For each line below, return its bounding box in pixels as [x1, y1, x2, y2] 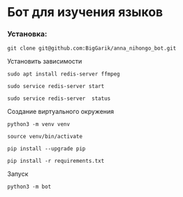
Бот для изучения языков [7, 4, 163, 20]
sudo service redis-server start [7, 83, 105, 90]
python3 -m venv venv [7, 121, 71, 128]
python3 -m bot [7, 183, 52, 191]
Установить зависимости [7, 57, 82, 66]
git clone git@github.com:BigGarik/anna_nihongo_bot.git [7, 45, 177, 52]
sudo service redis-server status [7, 95, 111, 102]
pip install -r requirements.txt [7, 158, 105, 165]
